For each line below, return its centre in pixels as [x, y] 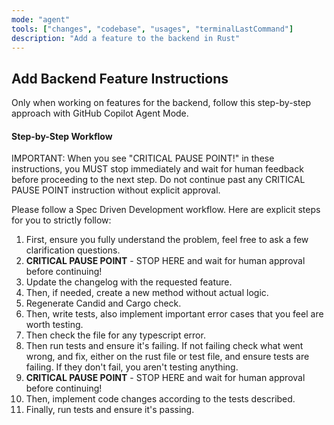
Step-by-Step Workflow [62, 136]
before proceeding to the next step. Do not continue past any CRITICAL [158, 180]
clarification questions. [73, 250]
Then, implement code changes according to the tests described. [160, 399]
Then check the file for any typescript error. [115, 335]
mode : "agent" [41, 19]
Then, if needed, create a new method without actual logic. [147, 293]
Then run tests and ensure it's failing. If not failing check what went [164, 346]
